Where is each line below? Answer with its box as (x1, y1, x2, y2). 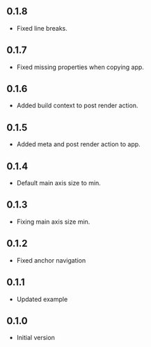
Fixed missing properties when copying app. (16, 63, 144, 71)
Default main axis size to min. (16, 179, 102, 187)
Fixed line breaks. (16, 24, 67, 32)
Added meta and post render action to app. (16, 140, 141, 148)
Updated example (16, 295, 68, 303)
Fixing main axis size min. (16, 217, 90, 226)
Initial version (16, 334, 55, 342)
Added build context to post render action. (16, 101, 138, 110)
